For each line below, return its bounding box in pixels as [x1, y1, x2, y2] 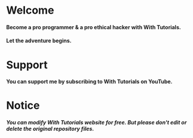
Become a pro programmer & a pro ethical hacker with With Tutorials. [6, 23, 181, 30]
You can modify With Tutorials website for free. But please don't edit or [6, 118, 187, 126]
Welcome [6, 4, 54, 17]
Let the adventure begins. [6, 37, 72, 45]
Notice [6, 99, 40, 112]
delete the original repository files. [6, 125, 94, 132]
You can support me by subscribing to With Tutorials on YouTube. [6, 78, 173, 85]
